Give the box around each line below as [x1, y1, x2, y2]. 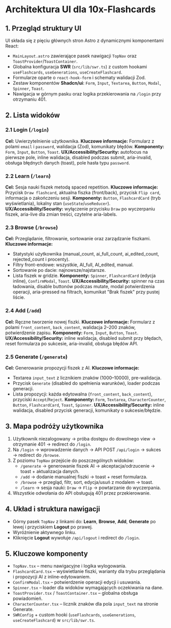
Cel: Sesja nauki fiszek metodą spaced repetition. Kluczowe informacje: [5, 184, 158, 190]
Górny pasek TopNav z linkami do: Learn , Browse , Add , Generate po [12, 518, 156, 524]
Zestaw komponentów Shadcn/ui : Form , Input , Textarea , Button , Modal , [12, 80, 161, 86]
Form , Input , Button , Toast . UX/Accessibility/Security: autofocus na [5, 149, 148, 155]
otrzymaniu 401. [12, 96, 47, 102]
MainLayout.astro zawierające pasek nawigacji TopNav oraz [12, 53, 137, 59]
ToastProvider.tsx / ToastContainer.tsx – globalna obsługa [12, 590, 138, 596]
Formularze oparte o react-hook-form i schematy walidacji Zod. [12, 75, 146, 80]
